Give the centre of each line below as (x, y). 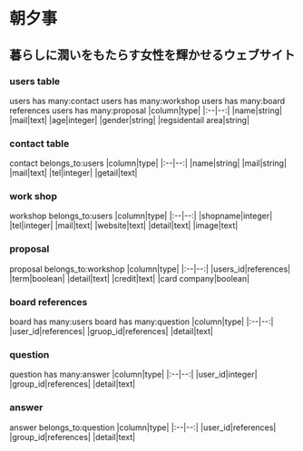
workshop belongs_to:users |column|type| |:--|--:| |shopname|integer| (141, 216)
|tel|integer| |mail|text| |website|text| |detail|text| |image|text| (124, 225)
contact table (39, 143)
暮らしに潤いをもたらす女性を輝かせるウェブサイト (152, 55)
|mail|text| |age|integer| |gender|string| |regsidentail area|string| (130, 120)
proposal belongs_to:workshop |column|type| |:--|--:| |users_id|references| (150, 269)
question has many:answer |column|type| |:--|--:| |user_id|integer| (133, 374)
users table (35, 81)
